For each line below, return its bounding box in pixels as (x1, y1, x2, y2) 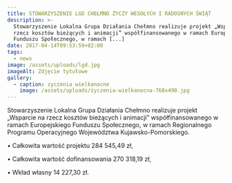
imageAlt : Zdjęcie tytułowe (7, 68, 88, 75)
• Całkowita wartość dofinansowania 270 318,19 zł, (7, 155, 152, 163)
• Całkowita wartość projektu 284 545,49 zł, (7, 142, 133, 150)
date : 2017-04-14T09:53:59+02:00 (7, 42, 104, 49)
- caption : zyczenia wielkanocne (13, 81, 110, 88)
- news (13, 55, 32, 62)
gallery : (7, 74, 32, 81)
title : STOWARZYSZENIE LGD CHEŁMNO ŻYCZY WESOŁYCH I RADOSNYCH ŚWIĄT (7, 10, 212, 17)
